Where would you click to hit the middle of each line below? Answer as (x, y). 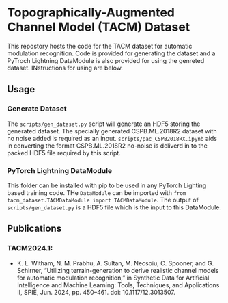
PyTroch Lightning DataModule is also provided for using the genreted (106, 60)
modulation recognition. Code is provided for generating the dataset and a (111, 53)
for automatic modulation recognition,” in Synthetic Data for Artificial (113, 278)
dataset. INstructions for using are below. (65, 68)
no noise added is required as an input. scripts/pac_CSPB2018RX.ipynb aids (112, 138)
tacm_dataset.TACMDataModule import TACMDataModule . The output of (103, 200)
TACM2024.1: (30, 248)
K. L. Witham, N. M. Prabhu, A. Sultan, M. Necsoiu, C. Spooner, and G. (115, 263)
